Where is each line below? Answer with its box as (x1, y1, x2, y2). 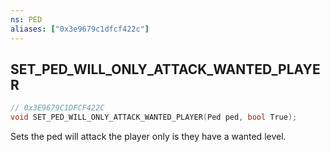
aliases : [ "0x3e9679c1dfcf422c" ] (10, 24, 150, 34)
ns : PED (10, 14, 43, 25)
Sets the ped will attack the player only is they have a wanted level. (10, 131, 287, 143)
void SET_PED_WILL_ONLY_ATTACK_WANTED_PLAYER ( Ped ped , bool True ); (10, 112, 298, 123)
